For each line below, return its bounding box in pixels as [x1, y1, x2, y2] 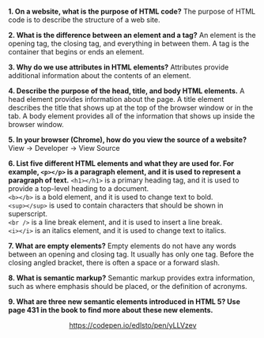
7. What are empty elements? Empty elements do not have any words [8, 241, 237, 250]
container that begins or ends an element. [8, 47, 145, 56]
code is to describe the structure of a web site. [8, 15, 160, 24]
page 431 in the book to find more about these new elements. [8, 306, 213, 314]
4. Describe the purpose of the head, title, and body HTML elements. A [8, 86, 245, 96]
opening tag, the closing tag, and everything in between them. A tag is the [8, 39, 250, 48]
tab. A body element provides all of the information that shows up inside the [8, 111, 255, 121]
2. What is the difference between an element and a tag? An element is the [8, 31, 257, 39]
